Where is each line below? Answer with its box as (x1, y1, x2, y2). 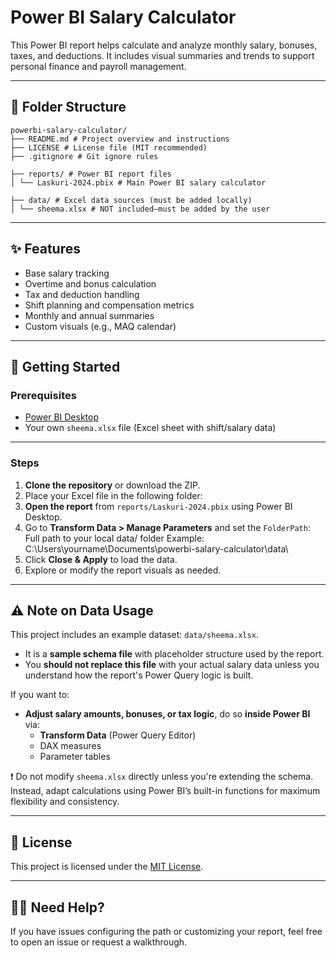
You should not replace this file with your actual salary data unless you (24, 659, 320, 671)
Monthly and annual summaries (24, 309, 155, 321)
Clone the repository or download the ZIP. (24, 479, 201, 491)
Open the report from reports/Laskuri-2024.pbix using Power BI (24, 500, 293, 512)
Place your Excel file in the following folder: (24, 489, 203, 501)
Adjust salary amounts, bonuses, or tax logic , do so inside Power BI (24, 708, 311, 720)
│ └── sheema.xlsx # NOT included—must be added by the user (10, 204, 271, 214)
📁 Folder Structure (10, 99, 127, 116)
